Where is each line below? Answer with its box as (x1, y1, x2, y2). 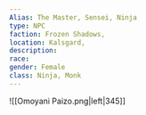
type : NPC (9, 21, 46, 30)
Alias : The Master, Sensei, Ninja (9, 12, 138, 22)
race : (9, 54, 29, 63)
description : (9, 46, 58, 55)
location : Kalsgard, (9, 37, 86, 47)
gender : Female (9, 63, 66, 72)
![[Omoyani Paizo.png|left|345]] (9, 95, 126, 106)
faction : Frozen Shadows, (9, 29, 105, 38)
